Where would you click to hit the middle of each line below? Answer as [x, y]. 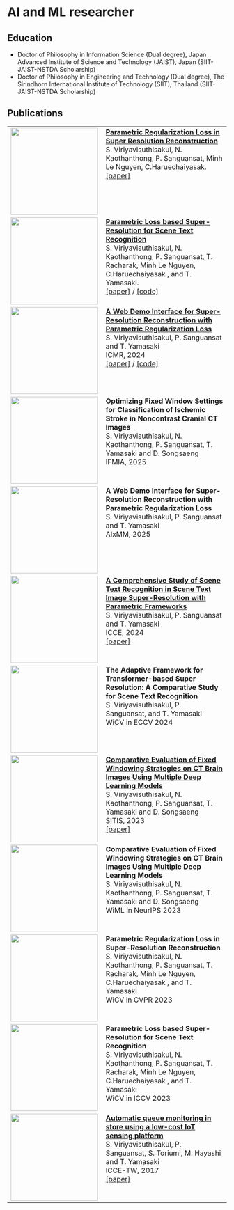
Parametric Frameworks [146, 606]
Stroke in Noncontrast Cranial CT [162, 418]
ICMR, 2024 [125, 354]
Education [30, 38]
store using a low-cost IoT [150, 1126]
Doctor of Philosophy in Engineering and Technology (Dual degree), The [121, 77]
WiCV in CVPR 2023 [139, 1000]
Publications [35, 113]
